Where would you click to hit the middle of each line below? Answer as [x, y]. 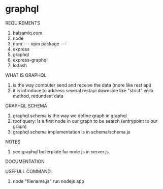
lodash [20, 65]
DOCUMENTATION [25, 161]
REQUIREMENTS [23, 23]
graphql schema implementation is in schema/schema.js [71, 132]
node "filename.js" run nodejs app [48, 181]
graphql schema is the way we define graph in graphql [70, 116]
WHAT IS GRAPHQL [26, 75]
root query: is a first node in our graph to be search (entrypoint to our [85, 121]
